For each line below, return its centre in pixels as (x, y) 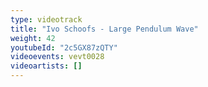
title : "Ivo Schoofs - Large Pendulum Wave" (104, 29)
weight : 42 (33, 38)
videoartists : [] (46, 66)
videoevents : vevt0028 (57, 57)
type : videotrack (46, 19)
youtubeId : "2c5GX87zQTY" (64, 47)
